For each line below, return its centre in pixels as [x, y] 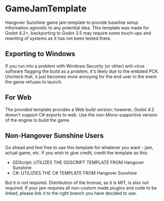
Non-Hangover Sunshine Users [55, 136]
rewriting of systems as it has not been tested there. [58, 38]
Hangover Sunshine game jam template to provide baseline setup [72, 22]
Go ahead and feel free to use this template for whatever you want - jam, [79, 148]
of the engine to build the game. [38, 120]
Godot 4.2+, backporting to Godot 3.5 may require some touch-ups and [78, 33]
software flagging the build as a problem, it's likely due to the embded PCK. [82, 71]
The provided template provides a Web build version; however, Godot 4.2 [80, 109]
